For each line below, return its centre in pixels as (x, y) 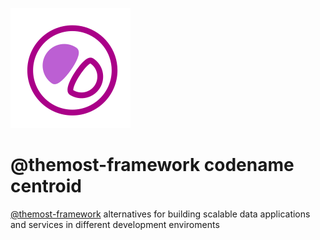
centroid (46, 186)
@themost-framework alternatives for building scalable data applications (160, 214)
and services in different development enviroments (115, 224)
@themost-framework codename (152, 165)
